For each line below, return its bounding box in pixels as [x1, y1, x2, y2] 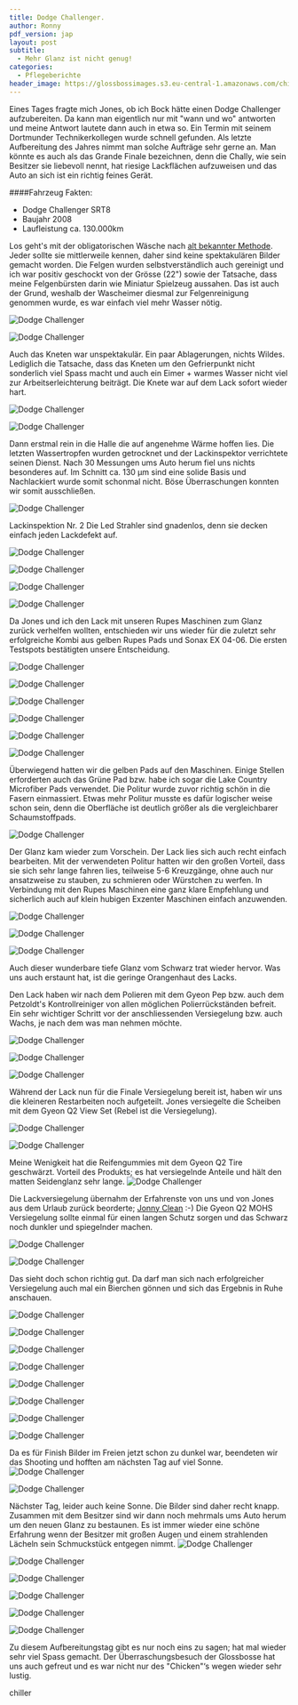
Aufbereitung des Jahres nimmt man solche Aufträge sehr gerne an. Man [9, 141, 277, 152]
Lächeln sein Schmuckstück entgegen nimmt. [9, 1538, 176, 1548]
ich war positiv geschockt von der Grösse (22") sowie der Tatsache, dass [9, 269, 278, 279]
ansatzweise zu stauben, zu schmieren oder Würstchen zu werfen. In [9, 874, 263, 885]
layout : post [9, 37, 58, 47]
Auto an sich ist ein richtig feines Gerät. [9, 170, 153, 181]
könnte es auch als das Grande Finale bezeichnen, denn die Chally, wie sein [9, 150, 286, 161]
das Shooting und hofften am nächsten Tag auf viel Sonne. [9, 1456, 223, 1468]
